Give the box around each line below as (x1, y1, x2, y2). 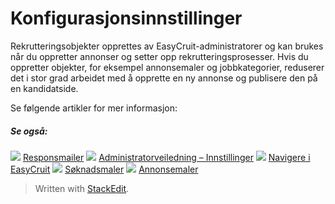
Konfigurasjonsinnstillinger (10, 7, 243, 30)
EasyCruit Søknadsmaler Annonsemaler (10, 163, 199, 175)
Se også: (10, 125, 48, 137)
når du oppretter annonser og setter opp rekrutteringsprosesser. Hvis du (10, 50, 309, 62)
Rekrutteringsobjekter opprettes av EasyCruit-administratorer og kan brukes (10, 40, 324, 52)
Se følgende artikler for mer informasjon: (10, 102, 178, 114)
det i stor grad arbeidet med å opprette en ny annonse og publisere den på (10, 72, 318, 84)
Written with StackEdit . (34, 182, 130, 194)
